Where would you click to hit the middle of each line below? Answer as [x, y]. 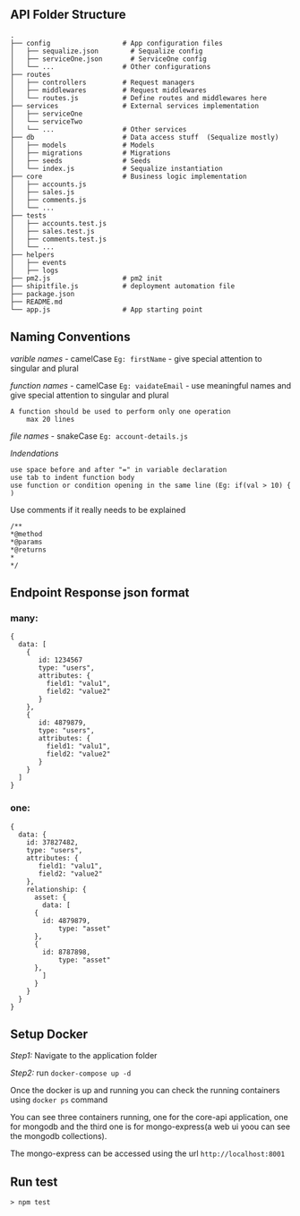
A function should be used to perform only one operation [120, 411]
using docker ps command [59, 1100]
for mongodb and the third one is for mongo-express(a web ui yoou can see [150, 1126]
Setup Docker [49, 1034]
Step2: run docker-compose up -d [71, 1073]
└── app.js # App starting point [107, 309]
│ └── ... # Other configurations [111, 66]
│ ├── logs [34, 270]
